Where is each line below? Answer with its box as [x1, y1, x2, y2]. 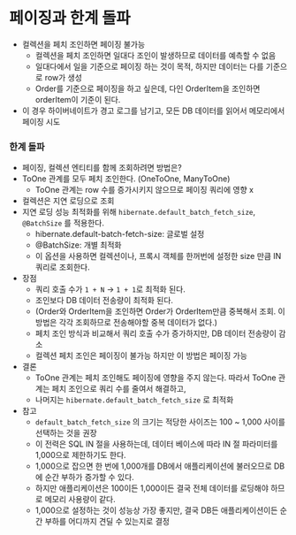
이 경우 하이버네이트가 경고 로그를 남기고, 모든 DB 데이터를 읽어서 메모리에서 [21, 105, 285, 116]
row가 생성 [44, 72, 82, 82]
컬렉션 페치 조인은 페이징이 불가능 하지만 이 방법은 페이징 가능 [34, 350, 247, 361]
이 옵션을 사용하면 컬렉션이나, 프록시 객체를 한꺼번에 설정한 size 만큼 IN [34, 251, 282, 262]
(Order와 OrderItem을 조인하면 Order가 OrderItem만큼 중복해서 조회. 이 [34, 306, 285, 317]
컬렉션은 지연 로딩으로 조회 [21, 195, 115, 206]
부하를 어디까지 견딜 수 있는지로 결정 [44, 516, 171, 527]
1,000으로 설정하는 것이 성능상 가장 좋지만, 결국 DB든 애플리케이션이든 [34, 505, 278, 516]
